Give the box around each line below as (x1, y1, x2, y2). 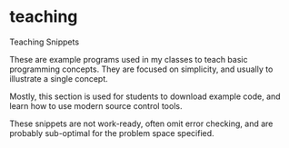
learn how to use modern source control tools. (9, 100, 183, 111)
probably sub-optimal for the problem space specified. (9, 127, 215, 138)
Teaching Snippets (9, 36, 80, 47)
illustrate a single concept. (9, 73, 109, 84)
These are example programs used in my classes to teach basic (9, 54, 248, 64)
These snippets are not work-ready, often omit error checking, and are (9, 118, 274, 129)
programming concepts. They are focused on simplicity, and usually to (9, 64, 274, 74)
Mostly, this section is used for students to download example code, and (9, 91, 281, 102)
